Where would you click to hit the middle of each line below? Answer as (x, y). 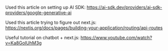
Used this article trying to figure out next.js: (51, 22)
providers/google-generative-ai (39, 13)
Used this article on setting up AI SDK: (45, 7)
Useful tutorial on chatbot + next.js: (42, 38)
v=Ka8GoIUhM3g (23, 43)
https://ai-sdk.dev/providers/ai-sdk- (124, 7)
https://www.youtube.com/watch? (116, 38)
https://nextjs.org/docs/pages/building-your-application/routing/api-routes (84, 28)
